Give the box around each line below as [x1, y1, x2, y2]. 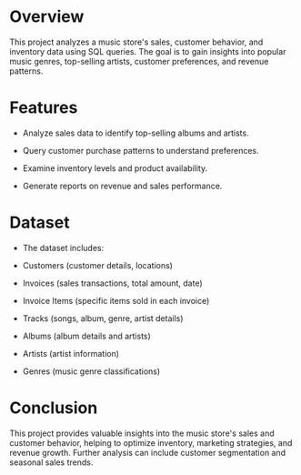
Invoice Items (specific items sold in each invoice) [22, 295, 210, 306]
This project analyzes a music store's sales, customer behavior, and [9, 36, 264, 47]
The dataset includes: [22, 242, 105, 253]
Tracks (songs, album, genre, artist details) [22, 312, 184, 324]
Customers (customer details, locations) [22, 259, 173, 270]
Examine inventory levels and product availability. [22, 162, 207, 174]
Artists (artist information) [22, 348, 120, 359]
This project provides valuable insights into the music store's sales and [9, 428, 275, 439]
